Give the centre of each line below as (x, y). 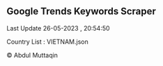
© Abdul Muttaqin (32, 55)
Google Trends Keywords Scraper (81, 11)
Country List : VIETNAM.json (47, 42)
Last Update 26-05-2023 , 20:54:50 (58, 28)
